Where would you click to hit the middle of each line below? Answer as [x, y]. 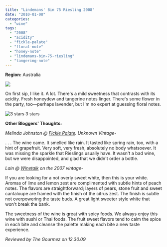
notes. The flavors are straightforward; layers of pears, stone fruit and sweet [83, 188]
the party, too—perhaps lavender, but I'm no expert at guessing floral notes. [83, 104]
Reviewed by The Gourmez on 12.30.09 [46, 240]
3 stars [33, 114]
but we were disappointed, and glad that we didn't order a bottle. [72, 159]
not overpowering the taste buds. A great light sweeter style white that [78, 199]
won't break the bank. [28, 204]
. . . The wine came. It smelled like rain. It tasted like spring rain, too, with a [82, 143]
